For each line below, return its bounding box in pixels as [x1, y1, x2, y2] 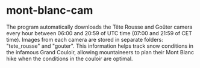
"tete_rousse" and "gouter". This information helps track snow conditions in [6, 42, 194, 50]
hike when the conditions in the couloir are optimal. [6, 55, 133, 62]
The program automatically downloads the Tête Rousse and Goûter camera [6, 23, 193, 30]
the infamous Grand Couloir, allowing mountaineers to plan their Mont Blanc [6, 48, 195, 55]
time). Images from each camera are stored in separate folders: [6, 36, 164, 43]
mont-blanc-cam [6, 4, 93, 17]
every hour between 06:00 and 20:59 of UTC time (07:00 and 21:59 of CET [6, 29, 193, 36]
